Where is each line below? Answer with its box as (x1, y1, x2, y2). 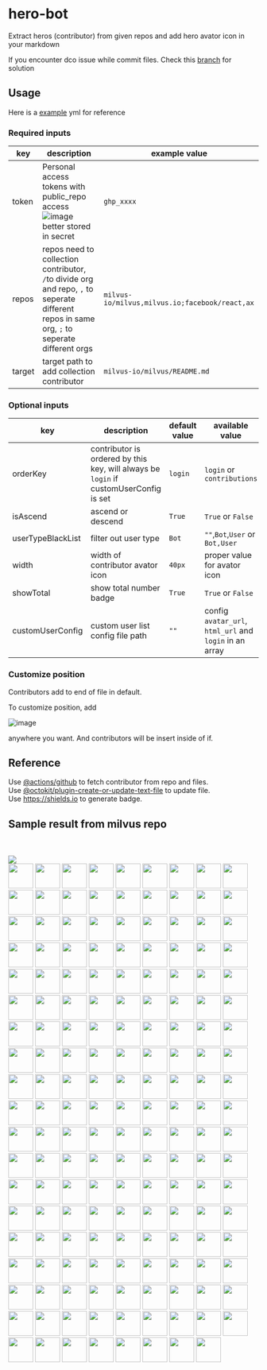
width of (90, 550, 122, 561)
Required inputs (8, 127, 72, 138)
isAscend (12, 511, 48, 522)
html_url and (203, 625, 253, 637)
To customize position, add (8, 702, 97, 712)
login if (90, 474, 118, 485)
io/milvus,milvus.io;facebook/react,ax (103, 299, 254, 308)
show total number (90, 582, 161, 594)
